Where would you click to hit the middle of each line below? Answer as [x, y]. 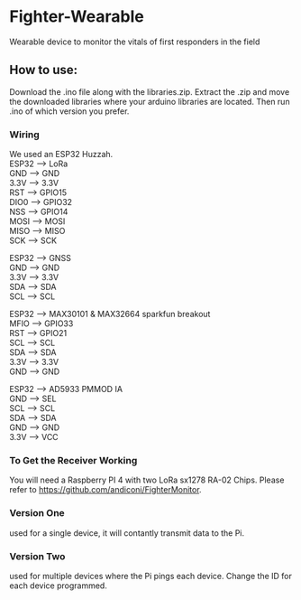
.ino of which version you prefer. [69, 111]
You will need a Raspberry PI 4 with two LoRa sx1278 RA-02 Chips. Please [147, 480]
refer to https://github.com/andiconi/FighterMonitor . [105, 490]
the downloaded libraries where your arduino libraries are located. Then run [150, 101]
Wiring [25, 135]
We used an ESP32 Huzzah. [61, 155]
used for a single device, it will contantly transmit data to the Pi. [127, 533]
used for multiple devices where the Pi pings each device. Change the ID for [151, 576]
